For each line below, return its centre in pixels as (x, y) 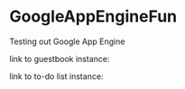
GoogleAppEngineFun (93, 17)
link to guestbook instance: (60, 58)
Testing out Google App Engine (67, 41)
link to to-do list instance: (56, 76)
